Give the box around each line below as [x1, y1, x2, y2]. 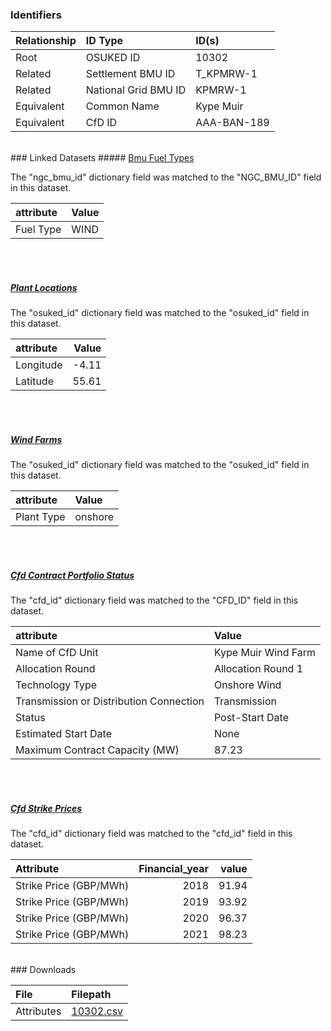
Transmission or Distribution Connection [15, 694, 205, 708]
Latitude [15, 374, 54, 388]
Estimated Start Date [15, 727, 112, 741]
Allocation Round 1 [213, 662, 304, 676]
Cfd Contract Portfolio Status [10, 569, 135, 581]
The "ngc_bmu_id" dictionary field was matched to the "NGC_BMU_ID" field [10, 171, 322, 183]
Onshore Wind [213, 678, 282, 692]
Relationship [15, 34, 77, 48]
